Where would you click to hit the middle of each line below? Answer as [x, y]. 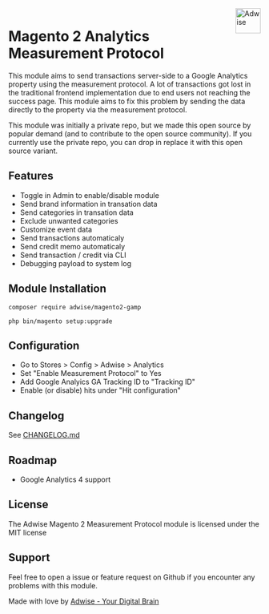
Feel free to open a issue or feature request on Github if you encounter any [132, 577]
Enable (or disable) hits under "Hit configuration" [100, 390]
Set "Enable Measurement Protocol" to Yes [90, 374]
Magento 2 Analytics [79, 36]
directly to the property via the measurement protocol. [98, 109]
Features [31, 176]
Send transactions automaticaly [72, 238]
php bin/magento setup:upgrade [60, 321]
